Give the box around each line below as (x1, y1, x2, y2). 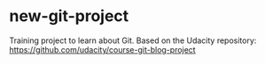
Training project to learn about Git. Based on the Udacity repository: (9, 35, 257, 46)
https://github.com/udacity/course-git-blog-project (9, 44, 197, 54)
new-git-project (9, 6, 129, 26)
